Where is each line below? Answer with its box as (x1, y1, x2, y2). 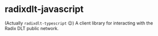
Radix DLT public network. (4, 25, 59, 31)
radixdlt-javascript (4, 3, 84, 15)
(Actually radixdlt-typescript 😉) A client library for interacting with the (4, 20, 153, 26)
